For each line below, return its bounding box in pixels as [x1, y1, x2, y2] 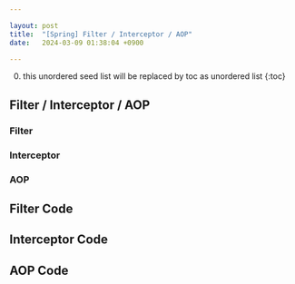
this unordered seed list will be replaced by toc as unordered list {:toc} [22, 71, 286, 82]
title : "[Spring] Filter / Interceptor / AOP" [9, 29, 193, 39]
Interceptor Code [9, 232, 109, 248]
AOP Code [9, 262, 69, 278]
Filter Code [9, 201, 74, 216]
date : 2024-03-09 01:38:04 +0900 [9, 38, 144, 47]
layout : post [9, 21, 59, 30]
